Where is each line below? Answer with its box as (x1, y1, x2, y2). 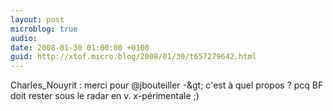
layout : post (10, 14, 65, 25)
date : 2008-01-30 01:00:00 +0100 (10, 42, 150, 53)
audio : (10, 33, 38, 43)
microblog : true (10, 24, 78, 34)
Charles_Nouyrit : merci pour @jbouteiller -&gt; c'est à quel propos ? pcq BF (10, 79, 324, 91)
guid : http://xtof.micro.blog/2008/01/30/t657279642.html (10, 52, 257, 62)
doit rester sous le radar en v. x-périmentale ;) (10, 90, 200, 102)
